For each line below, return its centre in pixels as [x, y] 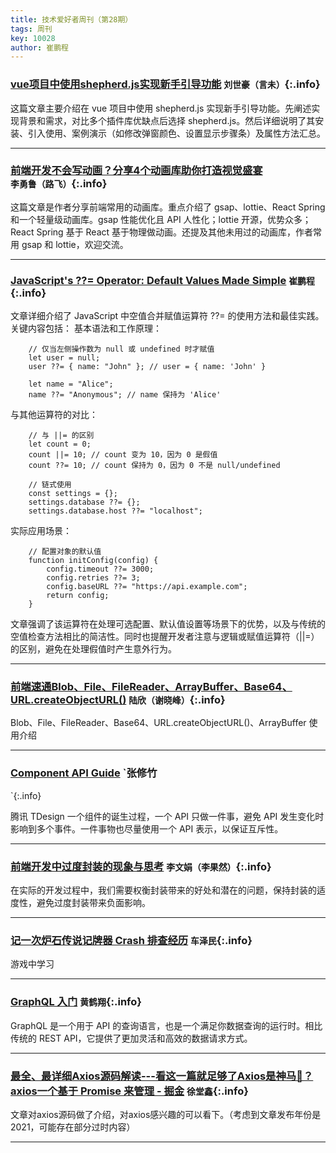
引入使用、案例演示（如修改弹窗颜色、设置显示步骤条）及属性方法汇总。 [176, 133]
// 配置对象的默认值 [65, 552]
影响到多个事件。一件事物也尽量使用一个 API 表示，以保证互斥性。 [147, 828]
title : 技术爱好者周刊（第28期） [71, 19]
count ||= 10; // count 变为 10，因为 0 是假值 [123, 455]
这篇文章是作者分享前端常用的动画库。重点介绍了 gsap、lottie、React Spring [168, 207]
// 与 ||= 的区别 [61, 436]
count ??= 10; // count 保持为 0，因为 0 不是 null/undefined [154, 466]
